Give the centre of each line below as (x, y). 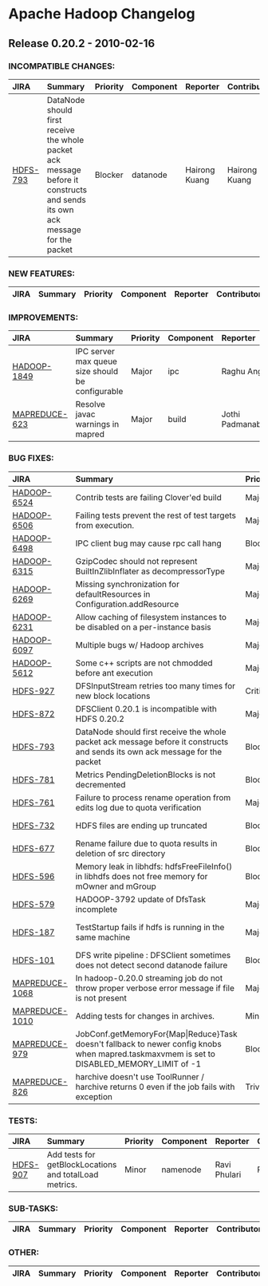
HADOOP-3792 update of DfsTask (140, 899)
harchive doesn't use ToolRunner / (140, 1076)
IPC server (95, 352)
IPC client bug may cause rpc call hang (148, 543)
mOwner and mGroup (116, 886)
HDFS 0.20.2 (100, 719)
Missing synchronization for (127, 584)
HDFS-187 (33, 932)
